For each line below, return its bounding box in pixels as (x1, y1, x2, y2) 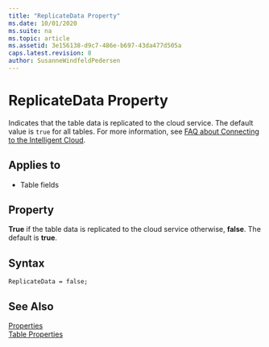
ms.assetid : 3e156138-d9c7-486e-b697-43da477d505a (8, 42, 182, 50)
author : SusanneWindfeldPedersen (8, 57, 121, 65)
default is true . (8, 233, 58, 242)
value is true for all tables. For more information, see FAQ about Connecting (8, 126, 260, 136)
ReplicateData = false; (8, 278, 89, 286)
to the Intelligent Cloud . (8, 134, 86, 145)
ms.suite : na (8, 27, 52, 35)
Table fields (19, 180, 59, 189)
